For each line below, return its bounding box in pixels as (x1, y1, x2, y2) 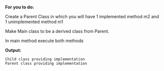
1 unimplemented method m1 (5, 19, 63, 24)
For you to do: (5, 4, 35, 10)
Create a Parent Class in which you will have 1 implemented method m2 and (5, 14, 159, 19)
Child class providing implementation (5, 57, 85, 62)
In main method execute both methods (5, 38, 84, 44)
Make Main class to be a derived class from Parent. (5, 28, 110, 34)
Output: (5, 47, 21, 53)
